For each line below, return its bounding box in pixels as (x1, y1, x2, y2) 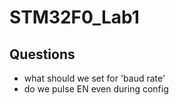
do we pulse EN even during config (23, 83, 169, 95)
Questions (9, 46, 76, 63)
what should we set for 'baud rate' (23, 72, 166, 84)
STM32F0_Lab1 (9, 6, 140, 29)
